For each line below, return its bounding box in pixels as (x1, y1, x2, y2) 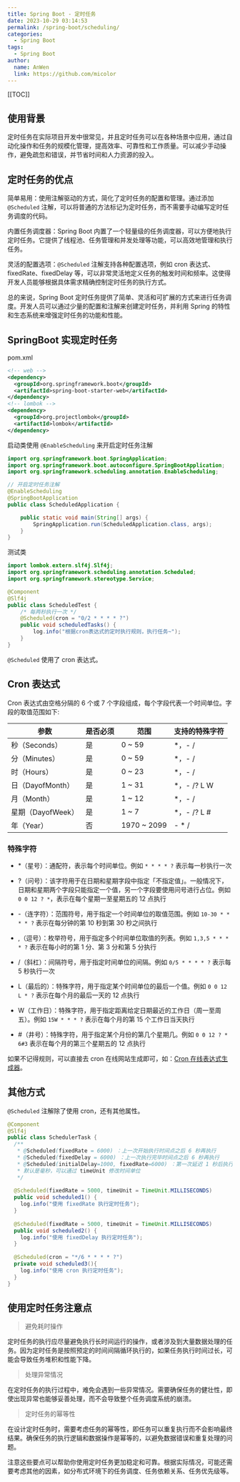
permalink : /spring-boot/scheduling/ (7, 24, 120, 31)
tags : (7, 44, 24, 51)
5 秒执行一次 (17, 967, 56, 975)
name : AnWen (14, 64, 50, 71)
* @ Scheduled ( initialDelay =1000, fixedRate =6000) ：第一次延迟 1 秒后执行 (16, 1160, 234, 1167)
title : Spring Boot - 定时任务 (7, 10, 96, 18)
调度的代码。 (13, 212, 51, 220)
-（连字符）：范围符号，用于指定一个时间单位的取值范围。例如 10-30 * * (17, 909, 230, 918)
